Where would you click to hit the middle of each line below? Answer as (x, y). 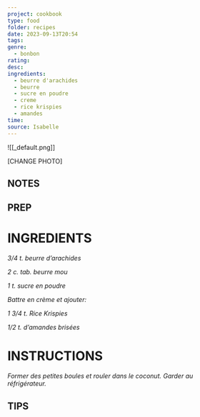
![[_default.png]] (31, 147)
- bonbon (27, 54)
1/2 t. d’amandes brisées (44, 327)
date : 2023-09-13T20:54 (43, 34)
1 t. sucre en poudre (37, 286)
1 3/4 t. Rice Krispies (37, 313)
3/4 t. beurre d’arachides (44, 258)
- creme (25, 101)
